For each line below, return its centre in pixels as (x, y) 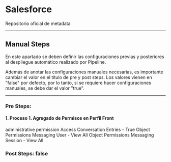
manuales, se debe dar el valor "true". (45, 88)
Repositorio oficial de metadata (38, 23)
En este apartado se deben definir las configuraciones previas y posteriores (85, 57)
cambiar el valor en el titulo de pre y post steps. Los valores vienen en (79, 77)
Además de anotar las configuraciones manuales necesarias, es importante (84, 72)
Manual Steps (27, 44)
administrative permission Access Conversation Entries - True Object (78, 129)
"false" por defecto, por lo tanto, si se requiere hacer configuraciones (78, 83)
